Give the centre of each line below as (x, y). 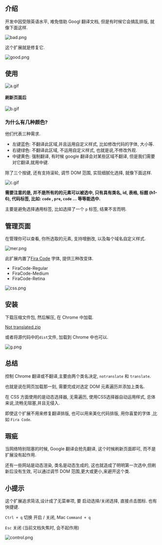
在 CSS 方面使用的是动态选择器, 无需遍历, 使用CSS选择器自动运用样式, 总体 (80, 397)
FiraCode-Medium (30, 273)
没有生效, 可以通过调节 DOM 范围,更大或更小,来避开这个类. (72, 471)
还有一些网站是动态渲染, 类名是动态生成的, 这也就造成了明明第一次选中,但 (78, 465)
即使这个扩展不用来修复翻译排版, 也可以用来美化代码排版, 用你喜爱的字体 (78, 413)
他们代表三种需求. (23, 134)
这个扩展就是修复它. (25, 47)
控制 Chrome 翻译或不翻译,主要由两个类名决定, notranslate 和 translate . (78, 376)
